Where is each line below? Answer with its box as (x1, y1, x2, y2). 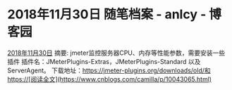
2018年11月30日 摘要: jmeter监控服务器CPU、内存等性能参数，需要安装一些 (7, 49, 226, 57)
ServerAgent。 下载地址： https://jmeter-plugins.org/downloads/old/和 (7, 66, 212, 75)
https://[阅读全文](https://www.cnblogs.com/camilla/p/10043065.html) (7, 75, 212, 83)
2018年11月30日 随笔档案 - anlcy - (7, 6, 207, 22)
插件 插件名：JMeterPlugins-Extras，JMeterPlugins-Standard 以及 (7, 57, 201, 65)
